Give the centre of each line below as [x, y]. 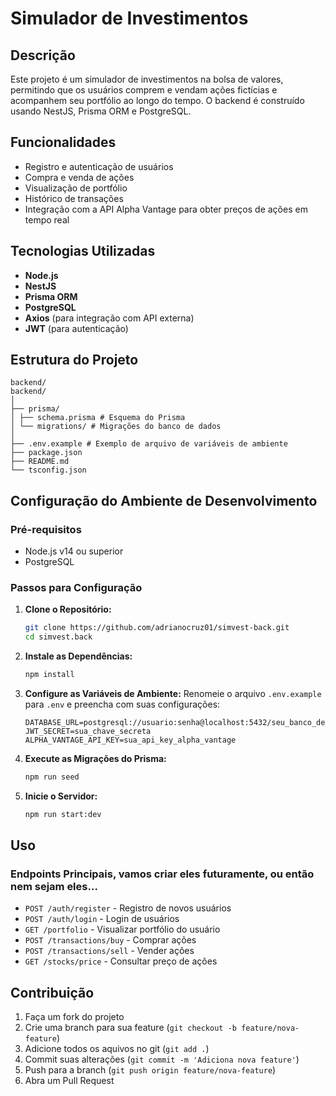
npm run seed [52, 777]
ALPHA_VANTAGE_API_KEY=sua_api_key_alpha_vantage [130, 740]
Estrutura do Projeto [74, 360]
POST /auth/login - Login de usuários [102, 919]
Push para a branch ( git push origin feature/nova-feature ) [150, 1070]
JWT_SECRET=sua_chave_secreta [88, 732]
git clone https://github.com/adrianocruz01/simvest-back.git [157, 628]
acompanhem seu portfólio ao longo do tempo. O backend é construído [157, 100]
